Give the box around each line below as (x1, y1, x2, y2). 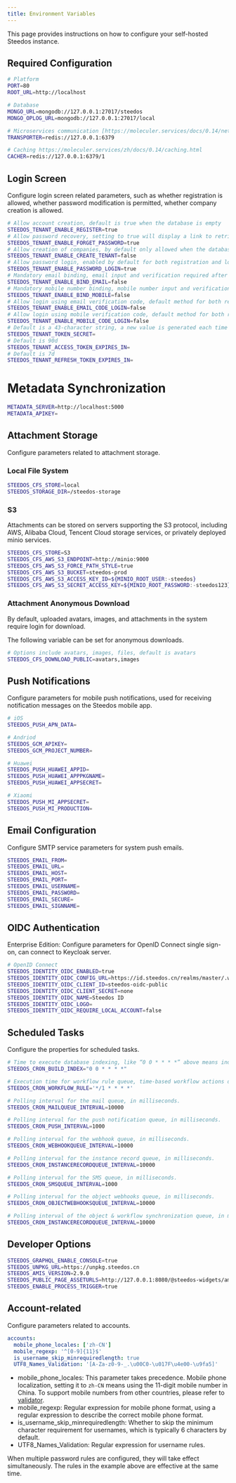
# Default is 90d (7, 337, 58, 344)
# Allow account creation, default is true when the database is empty (7, 220, 221, 227)
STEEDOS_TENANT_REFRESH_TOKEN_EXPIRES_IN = (7, 357, 133, 364)
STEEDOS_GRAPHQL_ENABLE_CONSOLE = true (7, 1257, 118, 1264)
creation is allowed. (7, 206, 64, 214)
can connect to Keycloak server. (18, 948, 112, 956)
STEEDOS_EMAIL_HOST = (7, 870, 68, 877)
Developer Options (7, 1239, 91, 1251)
